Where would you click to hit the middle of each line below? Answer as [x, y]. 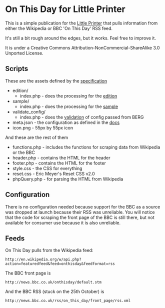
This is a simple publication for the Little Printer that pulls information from [81, 23]
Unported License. [24, 53]
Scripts [17, 69]
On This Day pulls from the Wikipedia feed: [49, 250]
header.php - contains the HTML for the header [61, 157]
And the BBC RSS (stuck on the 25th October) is [55, 291]
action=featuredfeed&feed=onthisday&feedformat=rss [60, 264]
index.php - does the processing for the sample [69, 106]
